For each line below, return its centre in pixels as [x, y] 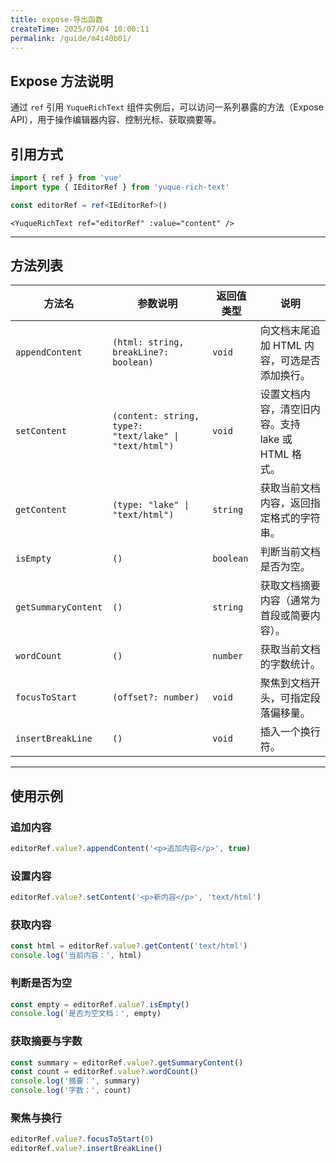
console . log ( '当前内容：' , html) [76, 956]
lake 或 [276, 439]
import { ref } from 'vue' [66, 178]
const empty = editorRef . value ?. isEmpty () [100, 1004]
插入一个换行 [290, 732]
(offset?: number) [156, 697]
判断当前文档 [290, 552]
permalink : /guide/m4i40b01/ [71, 38]
